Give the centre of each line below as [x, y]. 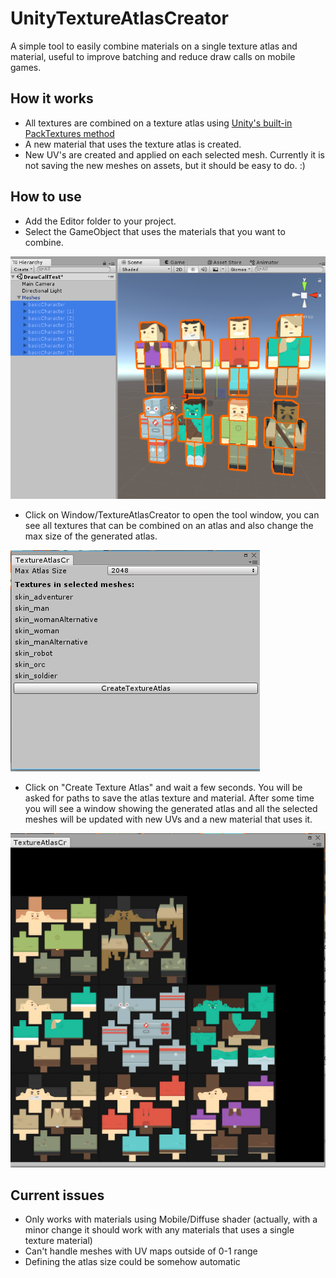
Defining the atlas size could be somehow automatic [132, 1262]
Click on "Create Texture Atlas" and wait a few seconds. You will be [163, 788]
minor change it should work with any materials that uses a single [159, 1230]
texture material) [58, 1241]
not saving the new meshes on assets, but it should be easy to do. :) [165, 165]
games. [26, 67]
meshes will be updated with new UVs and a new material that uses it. [168, 819]
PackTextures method [69, 133]
